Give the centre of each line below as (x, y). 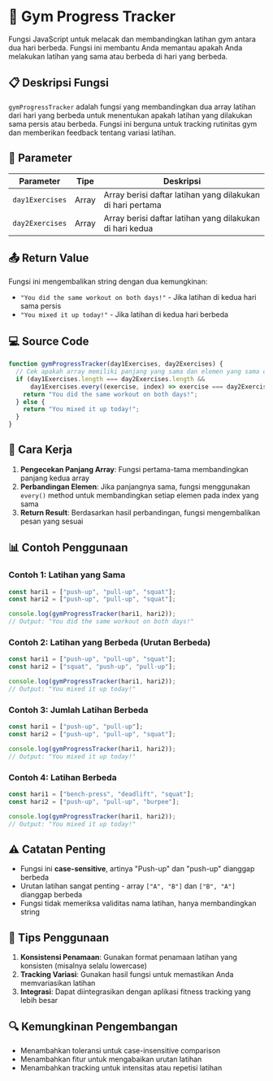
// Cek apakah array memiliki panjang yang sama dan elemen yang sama (138, 372)
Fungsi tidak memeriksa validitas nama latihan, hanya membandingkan (139, 903)
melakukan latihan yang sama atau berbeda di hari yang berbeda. (118, 56)
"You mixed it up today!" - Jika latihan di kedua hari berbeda (124, 315)
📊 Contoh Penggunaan (68, 548)
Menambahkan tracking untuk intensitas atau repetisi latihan (121, 1067)
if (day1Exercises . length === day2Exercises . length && (110, 379)
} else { (30, 402)
